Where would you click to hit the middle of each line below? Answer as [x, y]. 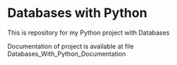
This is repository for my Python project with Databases [88, 32]
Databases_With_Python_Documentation [67, 54]
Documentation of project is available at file [71, 46]
